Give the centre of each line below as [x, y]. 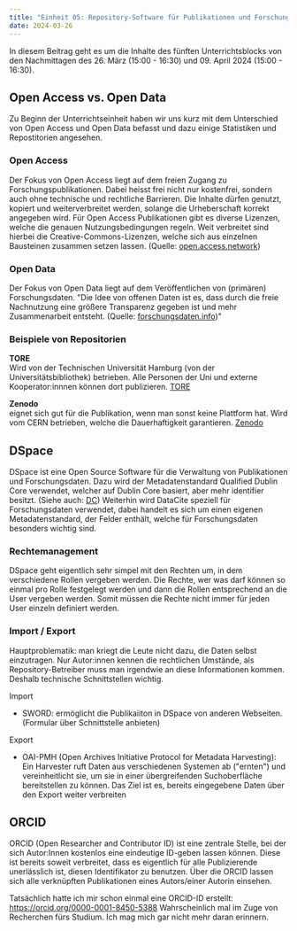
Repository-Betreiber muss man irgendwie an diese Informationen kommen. [147, 669]
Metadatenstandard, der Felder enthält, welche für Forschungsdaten [133, 519]
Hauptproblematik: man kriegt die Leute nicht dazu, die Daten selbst [133, 650]
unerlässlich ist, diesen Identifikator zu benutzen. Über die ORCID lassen [141, 872]
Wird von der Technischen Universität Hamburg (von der [112, 368]
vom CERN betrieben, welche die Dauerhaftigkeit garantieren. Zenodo [136, 423]
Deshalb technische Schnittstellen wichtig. [86, 679]
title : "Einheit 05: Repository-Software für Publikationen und [130, 17]
